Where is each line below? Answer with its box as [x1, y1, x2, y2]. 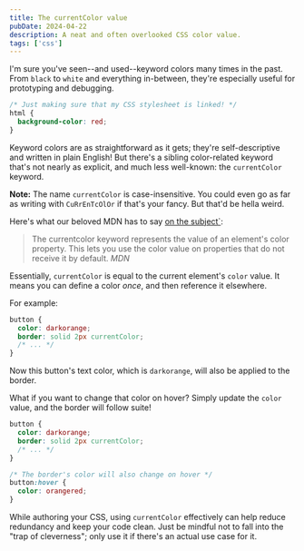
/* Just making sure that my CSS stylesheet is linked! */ [9, 101, 238, 110]
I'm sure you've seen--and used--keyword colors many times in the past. [9, 64, 283, 74]
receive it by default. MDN [31, 252, 130, 263]
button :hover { [9, 478, 67, 487]
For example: [9, 297, 59, 309]
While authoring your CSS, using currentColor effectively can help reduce [9, 512, 286, 522]
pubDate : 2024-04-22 [9, 22, 88, 31]
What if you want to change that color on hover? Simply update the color [9, 392, 282, 404]
